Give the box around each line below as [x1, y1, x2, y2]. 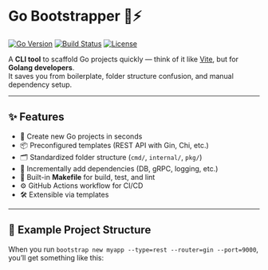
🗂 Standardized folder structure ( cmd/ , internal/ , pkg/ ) [19, 152, 203, 162]
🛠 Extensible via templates [19, 190, 109, 199]
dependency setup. [8, 80, 73, 89]
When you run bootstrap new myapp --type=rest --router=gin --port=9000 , [8, 245, 259, 254]
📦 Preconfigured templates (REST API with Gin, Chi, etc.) [19, 140, 209, 150]
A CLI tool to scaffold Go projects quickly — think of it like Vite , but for [8, 54, 239, 64]
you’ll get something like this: [8, 252, 104, 262]
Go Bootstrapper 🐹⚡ [8, 7, 142, 25]
